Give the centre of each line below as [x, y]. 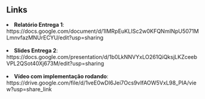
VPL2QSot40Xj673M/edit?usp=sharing [55, 63]
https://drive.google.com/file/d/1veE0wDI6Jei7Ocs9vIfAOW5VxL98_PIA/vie [102, 83]
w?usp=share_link [29, 89]
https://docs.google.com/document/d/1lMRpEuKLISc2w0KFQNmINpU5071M [102, 31]
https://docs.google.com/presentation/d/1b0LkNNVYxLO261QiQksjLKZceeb [102, 56]
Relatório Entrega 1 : [39, 24]
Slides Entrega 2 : [36, 50]
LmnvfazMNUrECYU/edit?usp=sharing [55, 37]
